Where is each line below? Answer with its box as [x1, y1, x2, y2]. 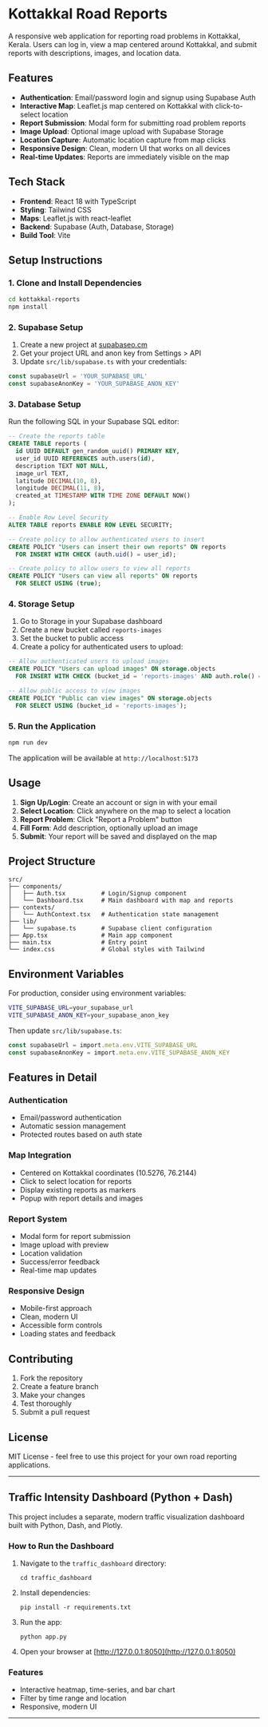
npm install [8, 303, 48, 312]
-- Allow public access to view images [8, 687, 141, 695]
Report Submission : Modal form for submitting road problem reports [19, 117, 246, 128]
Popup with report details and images [19, 1193, 144, 1203]
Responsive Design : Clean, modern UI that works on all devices [19, 143, 231, 153]
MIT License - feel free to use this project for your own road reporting [8, 1451, 238, 1461]
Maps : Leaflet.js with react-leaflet [19, 213, 132, 223]
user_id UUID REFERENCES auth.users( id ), [15, 455, 156, 463]
